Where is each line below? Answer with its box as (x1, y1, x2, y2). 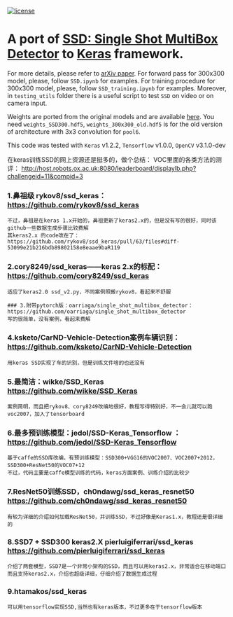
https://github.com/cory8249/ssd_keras (7, 271, 149, 281)
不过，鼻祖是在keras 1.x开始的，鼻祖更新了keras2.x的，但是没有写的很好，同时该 (7, 217, 217, 224)
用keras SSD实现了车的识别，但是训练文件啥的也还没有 (7, 359, 146, 366)
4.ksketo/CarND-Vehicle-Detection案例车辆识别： (7, 333, 181, 342)
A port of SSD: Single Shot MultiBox (7, 32, 218, 47)
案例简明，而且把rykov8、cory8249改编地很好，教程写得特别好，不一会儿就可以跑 (7, 403, 213, 410)
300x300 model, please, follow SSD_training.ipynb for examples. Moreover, (7, 84, 227, 92)
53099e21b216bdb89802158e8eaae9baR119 (7, 244, 120, 251)
